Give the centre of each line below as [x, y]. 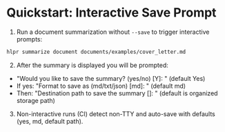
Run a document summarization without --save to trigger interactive [113, 32]
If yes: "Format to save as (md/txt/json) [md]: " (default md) [101, 86]
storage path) [36, 100]
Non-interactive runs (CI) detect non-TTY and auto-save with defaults [116, 114]
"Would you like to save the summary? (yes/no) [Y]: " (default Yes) [111, 78]
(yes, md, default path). [50, 121]
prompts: [29, 39]
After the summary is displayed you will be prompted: [92, 65]
